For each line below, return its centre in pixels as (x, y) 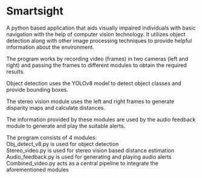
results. (16, 71)
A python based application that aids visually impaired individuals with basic (101, 28)
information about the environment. (50, 47)
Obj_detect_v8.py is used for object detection (63, 144)
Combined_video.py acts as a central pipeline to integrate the (82, 163)
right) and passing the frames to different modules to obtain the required (97, 65)
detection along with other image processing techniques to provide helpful (99, 40)
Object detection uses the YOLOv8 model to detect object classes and (94, 83)
